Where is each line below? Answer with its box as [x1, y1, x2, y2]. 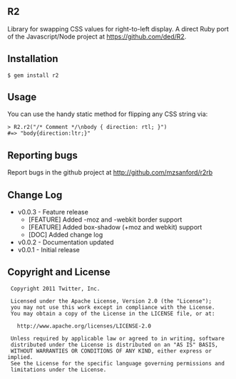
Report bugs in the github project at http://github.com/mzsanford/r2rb [7, 168, 213, 177]
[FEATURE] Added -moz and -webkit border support [28, 215, 183, 224]
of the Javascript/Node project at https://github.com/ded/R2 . [7, 32, 187, 41]
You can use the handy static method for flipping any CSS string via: [7, 110, 208, 118]
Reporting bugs [7, 149, 78, 161]
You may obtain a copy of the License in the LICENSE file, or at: [10, 310, 215, 317]
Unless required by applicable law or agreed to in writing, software [10, 335, 225, 342]
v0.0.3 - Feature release [17, 208, 89, 217]
